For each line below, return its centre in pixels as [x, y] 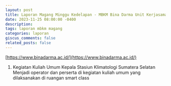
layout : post [19, 10]
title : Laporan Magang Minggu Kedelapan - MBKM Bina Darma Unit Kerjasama [86, 15]
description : [19, 24]
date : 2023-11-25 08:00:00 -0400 [41, 19]
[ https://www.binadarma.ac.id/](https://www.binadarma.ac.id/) [71, 57]
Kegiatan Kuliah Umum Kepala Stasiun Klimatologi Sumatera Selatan [84, 67]
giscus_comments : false [31, 38]
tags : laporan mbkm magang [34, 29]
